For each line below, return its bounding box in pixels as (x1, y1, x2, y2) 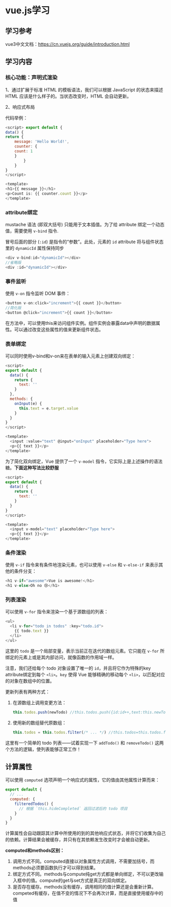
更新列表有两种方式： (5, 688, 50, 695)
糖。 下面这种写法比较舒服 (5, 464, 59, 470)
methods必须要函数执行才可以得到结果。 (12, 865, 98, 871)
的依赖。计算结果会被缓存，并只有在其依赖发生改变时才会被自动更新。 (5, 837, 153, 843)
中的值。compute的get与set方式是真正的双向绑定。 (21, 877, 130, 884)
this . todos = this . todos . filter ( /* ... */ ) (12, 730, 107, 735)
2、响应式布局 (5, 104, 35, 110)
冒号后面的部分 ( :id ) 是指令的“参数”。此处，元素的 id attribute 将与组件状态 (5, 238, 164, 245)
